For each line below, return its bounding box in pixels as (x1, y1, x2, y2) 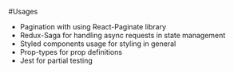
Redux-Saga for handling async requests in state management (19, 31, 226, 40)
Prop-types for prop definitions (19, 48, 122, 56)
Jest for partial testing (19, 56, 93, 65)
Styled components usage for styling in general (19, 39, 176, 48)
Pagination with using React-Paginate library (19, 22, 166, 31)
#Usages (8, 7, 38, 16)
